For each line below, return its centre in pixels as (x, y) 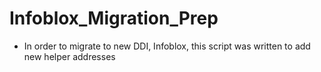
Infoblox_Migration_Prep (114, 18)
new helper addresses (69, 56)
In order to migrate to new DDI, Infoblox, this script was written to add (167, 46)
